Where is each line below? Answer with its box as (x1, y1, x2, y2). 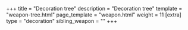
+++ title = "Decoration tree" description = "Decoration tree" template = (6, 5, 183, 12)
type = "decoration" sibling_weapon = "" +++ (6, 18, 118, 24)
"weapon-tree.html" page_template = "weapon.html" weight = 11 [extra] (6, 11, 181, 18)
